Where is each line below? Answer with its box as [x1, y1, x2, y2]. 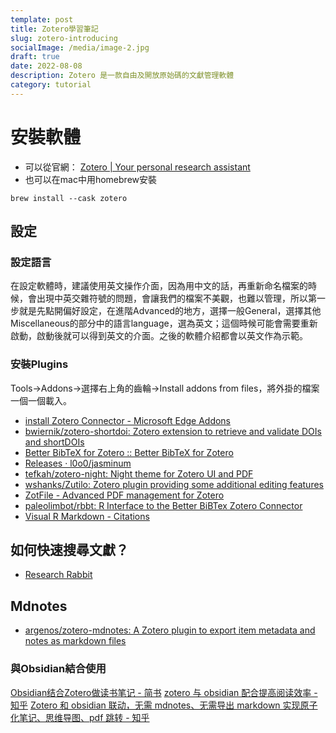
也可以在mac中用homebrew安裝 [24, 173, 157, 185]
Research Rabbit [24, 569, 93, 581]
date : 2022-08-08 [10, 61, 83, 71]
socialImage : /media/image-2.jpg [10, 42, 150, 53]
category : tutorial [10, 80, 92, 90]
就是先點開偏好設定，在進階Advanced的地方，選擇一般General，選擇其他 [18, 305, 322, 317]
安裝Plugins [10, 357, 69, 371]
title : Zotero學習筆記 [10, 24, 99, 34]
